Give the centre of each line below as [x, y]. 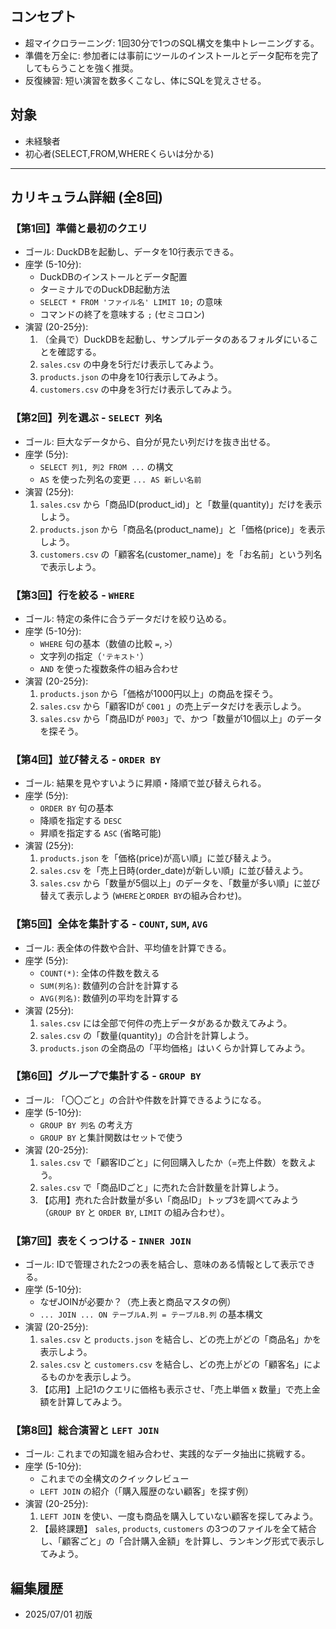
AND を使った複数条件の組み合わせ [109, 668]
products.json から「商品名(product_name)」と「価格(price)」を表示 [182, 529]
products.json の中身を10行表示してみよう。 [131, 377]
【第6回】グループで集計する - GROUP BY [106, 1076]
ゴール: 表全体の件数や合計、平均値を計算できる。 [128, 948]
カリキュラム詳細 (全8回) [86, 197]
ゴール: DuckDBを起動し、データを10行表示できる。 [132, 252]
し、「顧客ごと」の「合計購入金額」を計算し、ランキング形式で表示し [182, 1541]
